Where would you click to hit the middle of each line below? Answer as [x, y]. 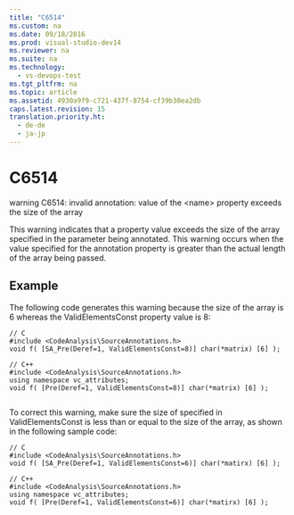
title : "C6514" [37, 17]
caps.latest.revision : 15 [57, 109]
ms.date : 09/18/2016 [48, 34]
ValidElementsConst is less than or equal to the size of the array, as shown [146, 421]
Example [34, 286]
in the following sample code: [63, 431]
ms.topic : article [43, 92]
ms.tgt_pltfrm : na [43, 84]
